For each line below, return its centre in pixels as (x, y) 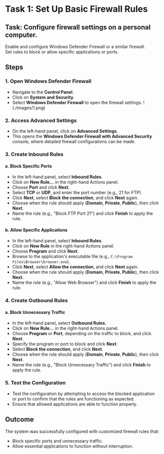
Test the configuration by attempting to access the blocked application (83, 394)
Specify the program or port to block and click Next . (65, 344)
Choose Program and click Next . (46, 251)
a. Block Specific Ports (29, 166)
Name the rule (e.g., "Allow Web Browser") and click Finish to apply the (84, 283)
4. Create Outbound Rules (36, 301)
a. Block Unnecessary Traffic (35, 312)
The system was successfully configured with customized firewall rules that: (82, 431)
